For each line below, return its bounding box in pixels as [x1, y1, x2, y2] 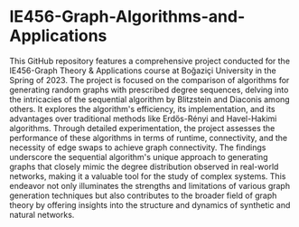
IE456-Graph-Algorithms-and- [9, 6, 246, 27]
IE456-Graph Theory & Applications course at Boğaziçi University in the [9, 65, 277, 76]
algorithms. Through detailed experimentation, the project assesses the [9, 122, 276, 133]
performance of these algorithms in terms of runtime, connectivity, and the [9, 132, 287, 143]
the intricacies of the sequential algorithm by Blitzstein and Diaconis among [9, 93, 291, 105]
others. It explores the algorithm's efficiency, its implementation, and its [9, 103, 276, 114]
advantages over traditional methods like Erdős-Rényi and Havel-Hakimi [9, 113, 277, 124]
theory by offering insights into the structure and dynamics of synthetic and [9, 199, 291, 210]
